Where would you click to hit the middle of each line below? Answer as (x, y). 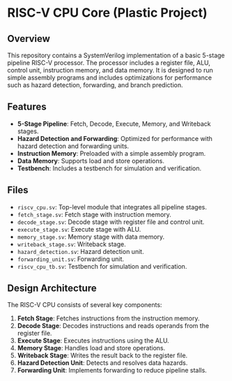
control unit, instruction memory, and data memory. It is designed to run (110, 70)
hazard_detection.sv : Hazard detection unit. (80, 251)
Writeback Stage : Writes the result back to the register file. (102, 356)
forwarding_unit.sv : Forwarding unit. (70, 259)
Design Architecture (52, 289)
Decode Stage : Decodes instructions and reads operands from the (113, 326)
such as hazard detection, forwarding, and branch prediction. (95, 85)
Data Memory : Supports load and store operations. (91, 160)
